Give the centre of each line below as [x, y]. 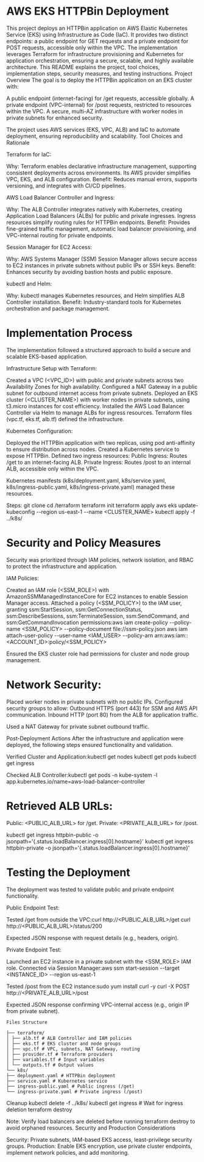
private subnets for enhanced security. [55, 118]
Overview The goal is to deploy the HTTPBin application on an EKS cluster [100, 80]
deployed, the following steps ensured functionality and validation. [90, 745]
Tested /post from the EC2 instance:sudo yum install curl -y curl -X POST [98, 986]
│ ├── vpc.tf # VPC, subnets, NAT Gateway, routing [73, 1049]
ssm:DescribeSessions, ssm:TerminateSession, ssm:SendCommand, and [98, 616]
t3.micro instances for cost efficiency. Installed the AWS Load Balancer [95, 406]
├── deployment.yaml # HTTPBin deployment [61, 1075]
